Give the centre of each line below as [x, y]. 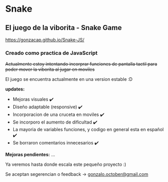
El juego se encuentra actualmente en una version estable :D [69, 79]
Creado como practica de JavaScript [51, 53]
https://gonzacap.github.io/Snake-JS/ [45, 40]
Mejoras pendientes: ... [30, 155]
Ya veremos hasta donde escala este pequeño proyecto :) [66, 164]
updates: [15, 89]
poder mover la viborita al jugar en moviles [50, 70]
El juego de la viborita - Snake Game [64, 28]
